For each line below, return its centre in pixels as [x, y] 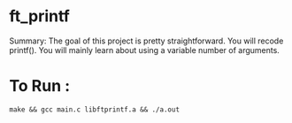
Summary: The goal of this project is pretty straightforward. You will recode [146, 41]
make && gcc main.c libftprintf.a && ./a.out [94, 109]
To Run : [40, 86]
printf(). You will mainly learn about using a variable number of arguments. [145, 50]
